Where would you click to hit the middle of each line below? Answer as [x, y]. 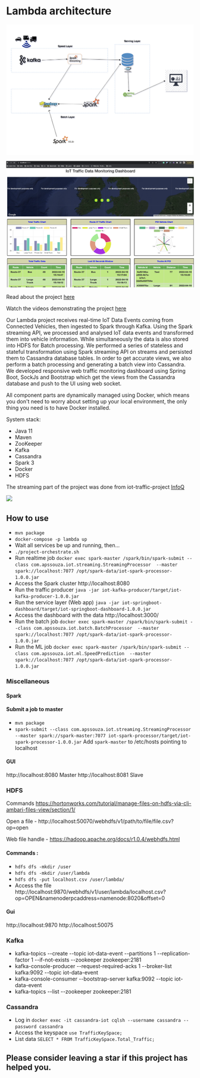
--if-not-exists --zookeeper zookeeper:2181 [88, 960]
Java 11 [24, 431]
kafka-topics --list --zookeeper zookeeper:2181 [73, 992]
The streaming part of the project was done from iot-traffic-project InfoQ [95, 487]
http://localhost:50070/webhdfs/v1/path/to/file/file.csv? [106, 821]
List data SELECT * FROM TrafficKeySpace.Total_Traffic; [85, 1039]
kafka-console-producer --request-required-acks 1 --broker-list [93, 966]
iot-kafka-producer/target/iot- [142, 590]
